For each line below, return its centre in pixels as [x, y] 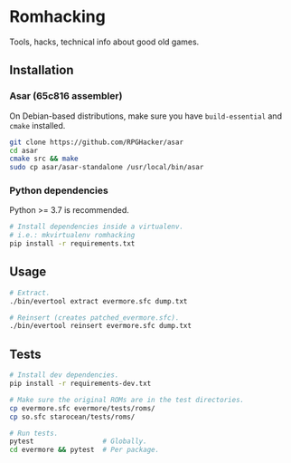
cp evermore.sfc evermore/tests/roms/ [82, 408]
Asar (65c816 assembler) [66, 96]
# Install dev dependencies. [64, 375]
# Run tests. [34, 433]
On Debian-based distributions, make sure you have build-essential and [146, 116]
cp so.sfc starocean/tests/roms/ [72, 417]
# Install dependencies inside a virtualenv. [96, 227]
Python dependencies [59, 190]
